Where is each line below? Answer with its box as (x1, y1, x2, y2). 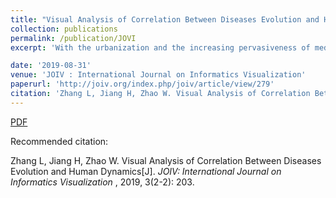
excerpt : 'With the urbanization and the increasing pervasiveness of (10, 42, 311, 53)
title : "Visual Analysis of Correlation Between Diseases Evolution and (10, 14, 320, 25)
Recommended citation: (10, 135, 109, 147)
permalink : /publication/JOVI (10, 33, 137, 43)
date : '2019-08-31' (10, 61, 92, 71)
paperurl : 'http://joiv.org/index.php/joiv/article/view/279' (10, 79, 275, 90)
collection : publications (10, 24, 118, 34)
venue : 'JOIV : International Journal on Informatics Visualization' (10, 70, 307, 80)
